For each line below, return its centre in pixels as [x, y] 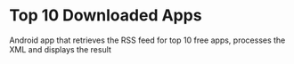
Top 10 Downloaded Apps [106, 16]
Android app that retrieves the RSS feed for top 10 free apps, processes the [147, 40]
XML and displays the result [60, 49]
